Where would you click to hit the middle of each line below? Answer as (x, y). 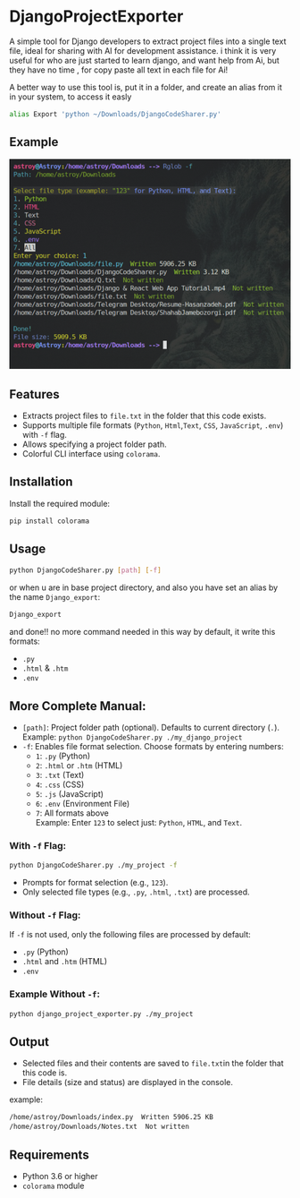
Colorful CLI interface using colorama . (91, 453)
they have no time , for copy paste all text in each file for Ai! (119, 70)
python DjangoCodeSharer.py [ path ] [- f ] (86, 570)
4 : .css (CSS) (60, 784)
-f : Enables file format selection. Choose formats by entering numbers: (153, 747)
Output (29, 1042)
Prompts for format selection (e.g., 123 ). (95, 883)
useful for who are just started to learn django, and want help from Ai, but (144, 60)
